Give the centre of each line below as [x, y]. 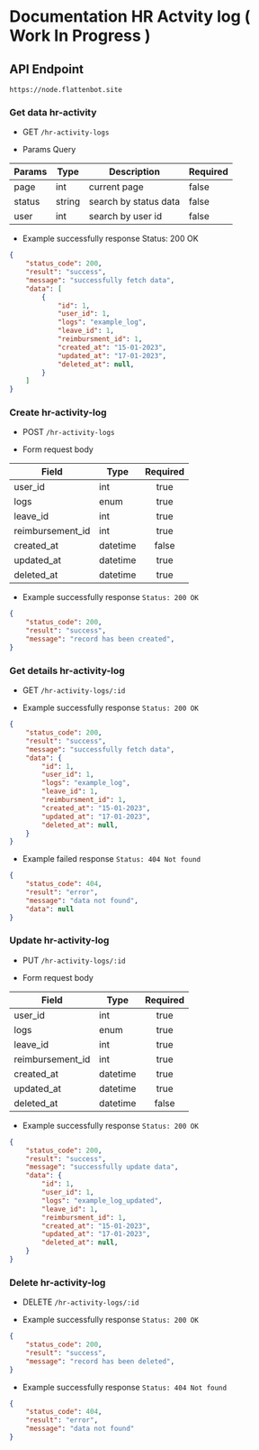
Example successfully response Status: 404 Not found [125, 1387]
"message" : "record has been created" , [100, 639]
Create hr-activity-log [58, 412]
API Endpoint [46, 69]
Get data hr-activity [53, 112]
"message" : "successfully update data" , [102, 1167]
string [68, 202]
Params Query [49, 150]
